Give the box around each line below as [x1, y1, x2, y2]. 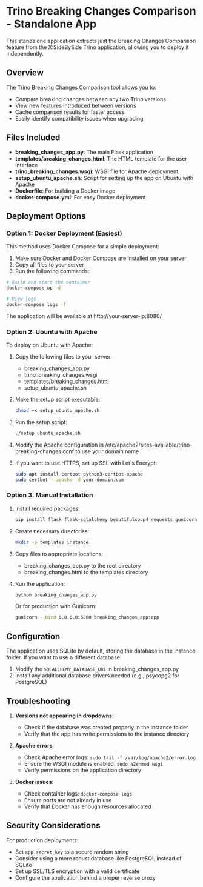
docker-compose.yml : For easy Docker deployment [15, 193, 147, 201]
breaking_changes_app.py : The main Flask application [15, 148, 153, 156]
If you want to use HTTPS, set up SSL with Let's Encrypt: [15, 459, 158, 467]
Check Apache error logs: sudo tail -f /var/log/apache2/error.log [24, 753, 196, 761]
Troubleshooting [6, 696, 71, 706]
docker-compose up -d [6, 285, 61, 291]
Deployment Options [6, 211, 86, 221]
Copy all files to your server [15, 261, 84, 268]
